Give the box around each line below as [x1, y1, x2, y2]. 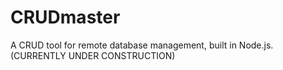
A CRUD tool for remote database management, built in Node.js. [10, 39, 274, 51]
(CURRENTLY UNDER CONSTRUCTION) [10, 49, 176, 61]
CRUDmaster [10, 6, 121, 29]
